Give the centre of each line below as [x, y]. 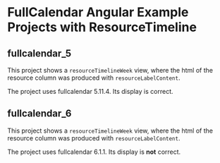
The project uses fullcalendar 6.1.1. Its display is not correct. [94, 152]
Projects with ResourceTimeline [102, 27]
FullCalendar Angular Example [98, 12]
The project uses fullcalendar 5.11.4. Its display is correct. [90, 91]
